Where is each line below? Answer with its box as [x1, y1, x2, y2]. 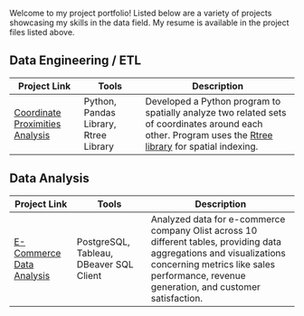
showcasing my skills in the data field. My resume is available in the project [9, 17, 290, 28]
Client [76, 269, 102, 282]
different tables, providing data [150, 235, 282, 247]
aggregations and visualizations [150, 246, 287, 259]
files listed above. [9, 27, 75, 37]
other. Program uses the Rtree [145, 128, 273, 141]
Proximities [14, 117, 62, 130]
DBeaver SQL [76, 257, 134, 270]
